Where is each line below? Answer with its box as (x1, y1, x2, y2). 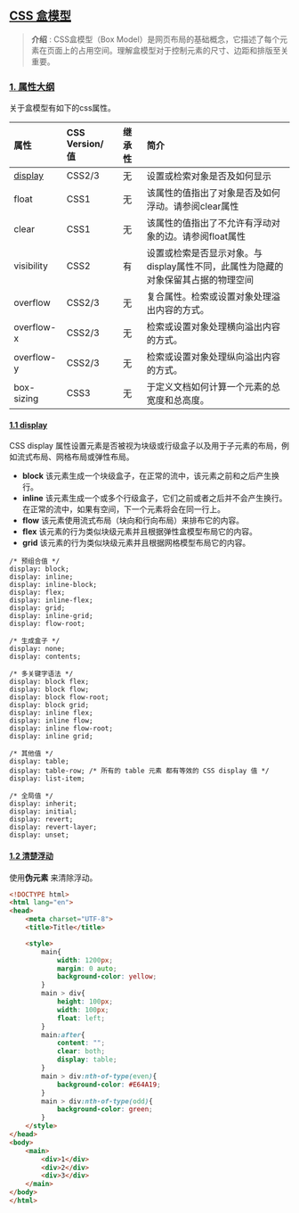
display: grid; (9, 604, 66, 613)
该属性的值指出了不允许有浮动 (146, 217, 271, 229)
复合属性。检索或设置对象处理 (146, 291, 271, 303)
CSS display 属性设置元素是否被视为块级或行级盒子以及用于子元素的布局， (9, 441, 282, 451)
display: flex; (9, 588, 66, 598)
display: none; (9, 645, 66, 654)
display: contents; (9, 652, 82, 662)
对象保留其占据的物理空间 (146, 274, 254, 286)
